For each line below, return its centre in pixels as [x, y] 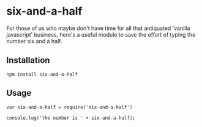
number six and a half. [34, 41]
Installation [28, 60]
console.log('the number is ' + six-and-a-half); [71, 118]
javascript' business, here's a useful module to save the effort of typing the [101, 34]
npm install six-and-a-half [42, 74]
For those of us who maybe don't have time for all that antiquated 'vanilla [98, 28]
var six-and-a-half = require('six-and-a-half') [69, 107]
